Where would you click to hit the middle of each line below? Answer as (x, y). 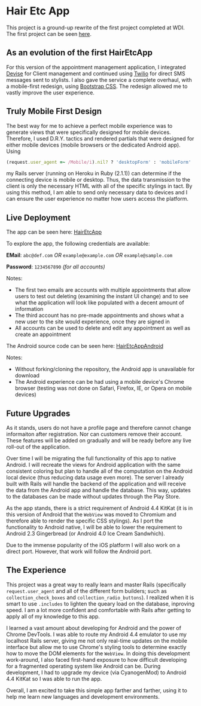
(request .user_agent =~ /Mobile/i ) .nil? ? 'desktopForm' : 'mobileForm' (99, 162)
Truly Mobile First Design (54, 111)
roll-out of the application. (38, 447)
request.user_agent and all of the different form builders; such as (87, 591)
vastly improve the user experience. (50, 92)
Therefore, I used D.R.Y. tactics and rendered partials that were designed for (100, 138)
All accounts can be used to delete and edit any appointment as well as (102, 328)
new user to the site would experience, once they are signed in (92, 322)
